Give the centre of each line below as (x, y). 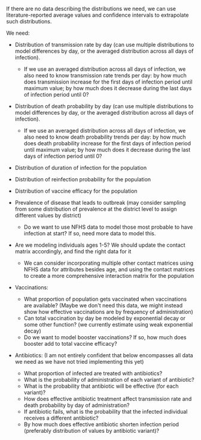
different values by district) (48, 215)
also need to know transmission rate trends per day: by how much (105, 75)
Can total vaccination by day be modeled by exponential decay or (105, 318)
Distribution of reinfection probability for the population (83, 179)
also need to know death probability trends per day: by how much (105, 137)
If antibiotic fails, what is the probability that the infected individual (106, 411)
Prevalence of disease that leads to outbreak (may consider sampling (100, 203)
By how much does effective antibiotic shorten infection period (101, 424)
